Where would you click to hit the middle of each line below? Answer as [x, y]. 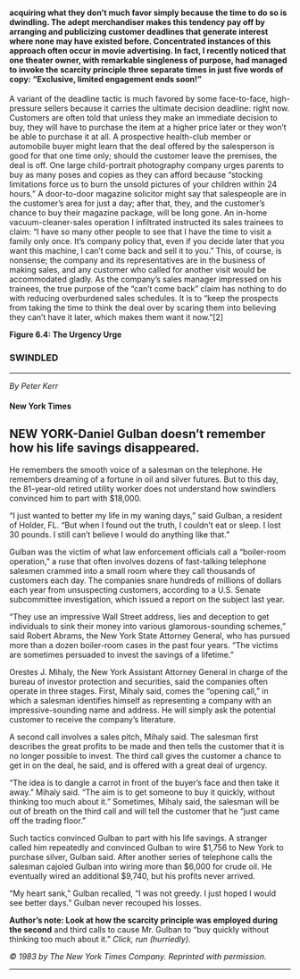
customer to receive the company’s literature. [92, 719]
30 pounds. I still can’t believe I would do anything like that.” [120, 534]
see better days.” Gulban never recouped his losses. [105, 902]
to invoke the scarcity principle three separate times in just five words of [146, 69]
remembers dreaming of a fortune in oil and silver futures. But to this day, [144, 479]
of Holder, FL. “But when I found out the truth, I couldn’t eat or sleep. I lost [145, 525]
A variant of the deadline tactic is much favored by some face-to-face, [139, 99]
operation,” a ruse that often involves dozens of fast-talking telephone [138, 561]
